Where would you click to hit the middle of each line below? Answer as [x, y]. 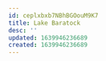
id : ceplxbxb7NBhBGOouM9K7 [53, 15]
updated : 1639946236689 [48, 38]
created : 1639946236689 [48, 45]
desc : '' [23, 30]
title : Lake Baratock [45, 23]
